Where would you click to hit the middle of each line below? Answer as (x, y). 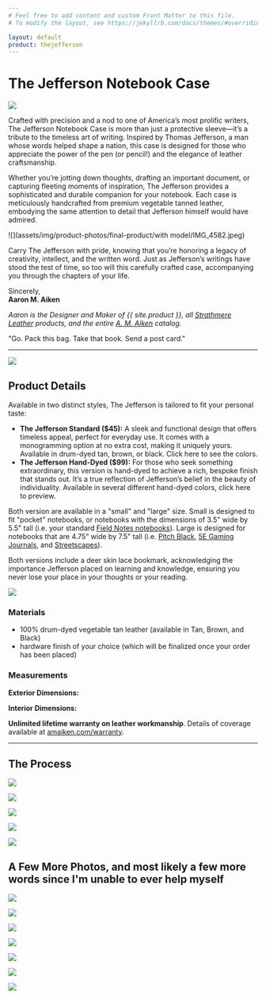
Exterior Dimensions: (44, 693)
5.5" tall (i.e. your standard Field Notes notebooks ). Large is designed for (127, 528)
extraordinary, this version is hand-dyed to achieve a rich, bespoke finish (139, 471)
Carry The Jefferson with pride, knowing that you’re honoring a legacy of (127, 251)
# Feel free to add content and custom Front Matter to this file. (122, 15)
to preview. (38, 496)
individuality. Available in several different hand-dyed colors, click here (135, 487)
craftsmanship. (32, 162)
